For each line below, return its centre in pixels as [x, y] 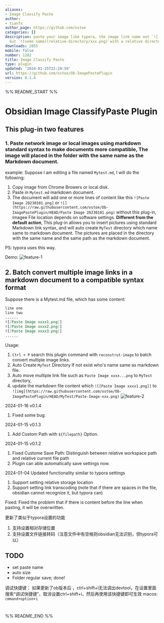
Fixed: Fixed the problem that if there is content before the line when [74, 502]
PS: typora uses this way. [31, 247]
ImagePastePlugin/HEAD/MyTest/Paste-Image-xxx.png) [66, 397]
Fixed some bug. [29, 415]
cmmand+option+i [21, 599]
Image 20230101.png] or [36, 202]
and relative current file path [41, 458]
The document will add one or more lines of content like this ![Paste [81, 197]
